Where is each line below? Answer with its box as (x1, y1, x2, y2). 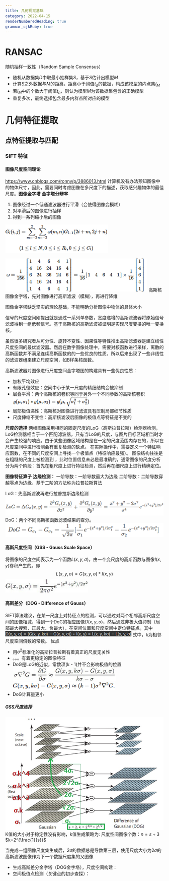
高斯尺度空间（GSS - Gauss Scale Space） (5, 544, 95, 550)
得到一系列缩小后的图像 (12, 214, 61, 220)
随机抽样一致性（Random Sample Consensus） (5, 64, 104, 70)
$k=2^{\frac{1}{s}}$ (5, 837, 47, 843)
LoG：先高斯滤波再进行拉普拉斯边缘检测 (5, 491, 89, 497)
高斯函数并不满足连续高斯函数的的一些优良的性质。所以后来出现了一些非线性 (5, 350, 164, 357)
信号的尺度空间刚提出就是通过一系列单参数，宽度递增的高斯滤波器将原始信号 (5, 315, 164, 321)
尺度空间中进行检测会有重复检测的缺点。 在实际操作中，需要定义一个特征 (5, 444, 156, 450)
